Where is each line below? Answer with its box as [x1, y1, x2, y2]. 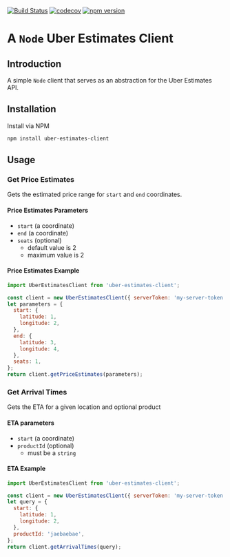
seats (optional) [17, 236, 62, 244]
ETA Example [7, 465, 46, 473]
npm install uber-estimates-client [7, 135, 109, 142]
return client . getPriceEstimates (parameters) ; [7, 371, 143, 378]
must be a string [27, 448, 76, 457]
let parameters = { [7, 300, 63, 308]
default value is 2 [27, 243, 77, 251]
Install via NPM [7, 121, 50, 130]
